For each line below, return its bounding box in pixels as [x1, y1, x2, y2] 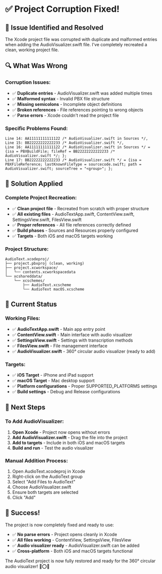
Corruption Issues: [5, 79, 51, 86]
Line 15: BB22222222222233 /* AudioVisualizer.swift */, [5, 140, 124, 145]
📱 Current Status [5, 300, 57, 309]
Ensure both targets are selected [12, 489, 79, 495]
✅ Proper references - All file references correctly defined [12, 222, 132, 227]
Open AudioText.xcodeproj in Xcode [12, 468, 85, 474]
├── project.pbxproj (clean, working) [5, 261, 84, 266]
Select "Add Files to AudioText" [12, 478, 76, 484]
